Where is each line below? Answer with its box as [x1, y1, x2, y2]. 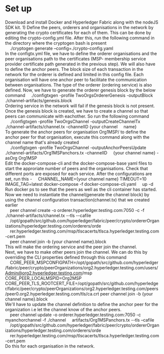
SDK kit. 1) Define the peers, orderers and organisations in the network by [5, 24, 154, 30]
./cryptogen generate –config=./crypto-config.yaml [9, 45, 114, 51]
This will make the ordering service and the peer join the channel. [5, 244, 137, 250]
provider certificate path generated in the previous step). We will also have [5, 61, 156, 67]
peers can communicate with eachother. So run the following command [5, 113, 149, 119]
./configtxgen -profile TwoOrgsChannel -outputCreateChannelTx [9, 118, 141, 124]
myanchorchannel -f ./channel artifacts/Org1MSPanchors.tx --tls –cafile [5, 317, 154, 323]
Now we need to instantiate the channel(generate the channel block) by [5, 191, 149, 197]
